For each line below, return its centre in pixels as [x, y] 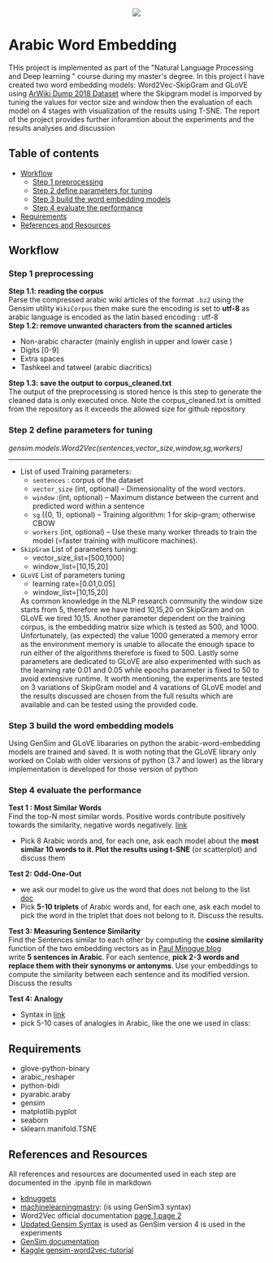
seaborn [34, 1120]
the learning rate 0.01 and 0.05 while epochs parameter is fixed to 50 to [140, 670]
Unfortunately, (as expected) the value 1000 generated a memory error [139, 635]
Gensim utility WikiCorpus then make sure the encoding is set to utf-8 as [129, 309]
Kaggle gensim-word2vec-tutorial [77, 1250]
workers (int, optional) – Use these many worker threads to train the [145, 532]
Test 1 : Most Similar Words [55, 808]
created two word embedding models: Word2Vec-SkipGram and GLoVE [128, 85]
